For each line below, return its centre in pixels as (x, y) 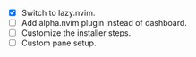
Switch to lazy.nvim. (58, 13)
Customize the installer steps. (76, 33)
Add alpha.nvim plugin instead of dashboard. (104, 23)
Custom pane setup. (59, 43)
